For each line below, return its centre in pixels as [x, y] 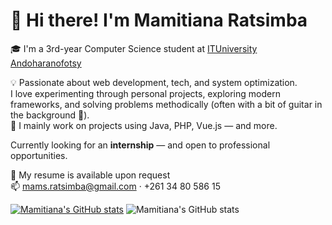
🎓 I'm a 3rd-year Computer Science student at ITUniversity [134, 48]
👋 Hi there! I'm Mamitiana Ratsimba [159, 20]
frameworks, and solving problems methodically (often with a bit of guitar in [166, 104]
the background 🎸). [50, 115]
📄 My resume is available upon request [90, 175]
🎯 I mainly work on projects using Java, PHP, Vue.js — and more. [144, 125]
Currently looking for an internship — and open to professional [140, 145]
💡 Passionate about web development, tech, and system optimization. [154, 82]
